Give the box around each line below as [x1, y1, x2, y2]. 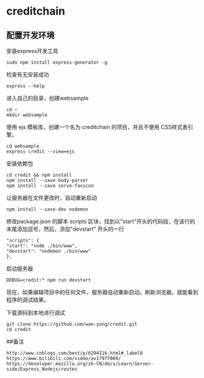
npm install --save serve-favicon [6, 183, 94, 189]
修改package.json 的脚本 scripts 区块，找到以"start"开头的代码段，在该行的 [6, 218, 195, 225]
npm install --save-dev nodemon [6, 206, 88, 212]
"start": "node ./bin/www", [6, 243, 78, 249]
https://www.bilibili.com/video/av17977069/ [6, 355, 121, 362]
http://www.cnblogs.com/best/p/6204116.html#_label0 [6, 350, 143, 356]
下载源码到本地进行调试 [6, 309, 65, 316]
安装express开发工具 [6, 47, 59, 54]
